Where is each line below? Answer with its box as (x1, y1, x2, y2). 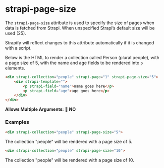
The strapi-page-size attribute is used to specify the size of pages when (5, 20, 155, 26)
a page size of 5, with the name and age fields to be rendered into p (5, 60, 143, 66)
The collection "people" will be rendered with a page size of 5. (5, 139, 133, 145)
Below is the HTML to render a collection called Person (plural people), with (5, 54, 160, 60)
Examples (5, 119, 30, 126)
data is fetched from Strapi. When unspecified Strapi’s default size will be (5, 25, 155, 31)
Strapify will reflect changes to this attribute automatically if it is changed (5, 39, 155, 45)
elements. (5, 65, 26, 71)
